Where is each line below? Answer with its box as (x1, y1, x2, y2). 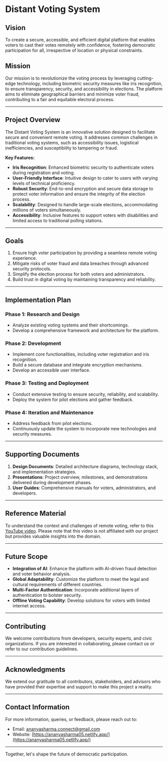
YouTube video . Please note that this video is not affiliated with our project (5, 528, 158, 534)
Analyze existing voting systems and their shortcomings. (12, 322, 129, 328)
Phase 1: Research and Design (5, 310, 80, 317)
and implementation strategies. (12, 469, 76, 475)
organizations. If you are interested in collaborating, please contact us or (5, 641, 155, 647)
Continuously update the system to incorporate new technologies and (12, 426, 156, 432)
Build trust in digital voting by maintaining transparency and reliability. (12, 276, 156, 282)
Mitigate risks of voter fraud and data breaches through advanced (12, 260, 149, 266)
